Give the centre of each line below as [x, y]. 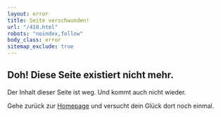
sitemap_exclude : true [40, 47]
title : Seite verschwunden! [49, 20]
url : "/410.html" [33, 27]
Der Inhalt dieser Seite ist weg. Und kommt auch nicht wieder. [97, 92]
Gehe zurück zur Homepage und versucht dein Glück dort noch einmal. [111, 106]
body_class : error [34, 40]
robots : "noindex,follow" [45, 33]
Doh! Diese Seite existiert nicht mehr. [90, 75]
